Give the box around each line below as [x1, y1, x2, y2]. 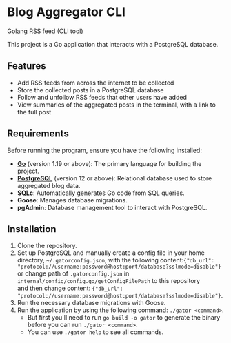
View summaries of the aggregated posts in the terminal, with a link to [17, 101, 216, 109]
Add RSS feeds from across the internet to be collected [17, 79, 174, 87]
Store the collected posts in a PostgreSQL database [17, 85, 164, 94]
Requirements [7, 128, 69, 140]
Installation [7, 223, 57, 235]
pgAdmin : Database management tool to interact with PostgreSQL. [17, 203, 208, 211]
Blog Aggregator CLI [7, 4, 126, 20]
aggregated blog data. [17, 181, 81, 189]
